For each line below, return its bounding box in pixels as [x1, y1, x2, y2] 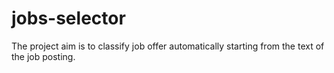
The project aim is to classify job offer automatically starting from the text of [11, 40, 325, 52]
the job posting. [11, 50, 76, 62]
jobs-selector [11, 7, 126, 30]
